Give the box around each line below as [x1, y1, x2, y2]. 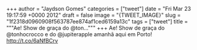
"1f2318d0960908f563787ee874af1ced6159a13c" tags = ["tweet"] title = [6, 18, 188, 25]
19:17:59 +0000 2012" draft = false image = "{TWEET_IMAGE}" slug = [6, 11, 181, 19]
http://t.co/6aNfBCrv [6, 37, 59, 44]
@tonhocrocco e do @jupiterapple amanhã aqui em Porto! [6, 31, 152, 38]
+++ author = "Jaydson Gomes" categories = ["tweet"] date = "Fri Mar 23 [6, 5, 192, 12]
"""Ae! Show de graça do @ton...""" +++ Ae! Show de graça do [6, 24, 165, 31]
